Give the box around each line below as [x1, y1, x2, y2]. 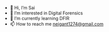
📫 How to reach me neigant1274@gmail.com [10, 21, 104, 27]
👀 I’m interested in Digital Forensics [10, 10, 83, 16]
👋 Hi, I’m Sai [10, 5, 35, 10]
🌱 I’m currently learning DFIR [10, 15, 69, 21]
